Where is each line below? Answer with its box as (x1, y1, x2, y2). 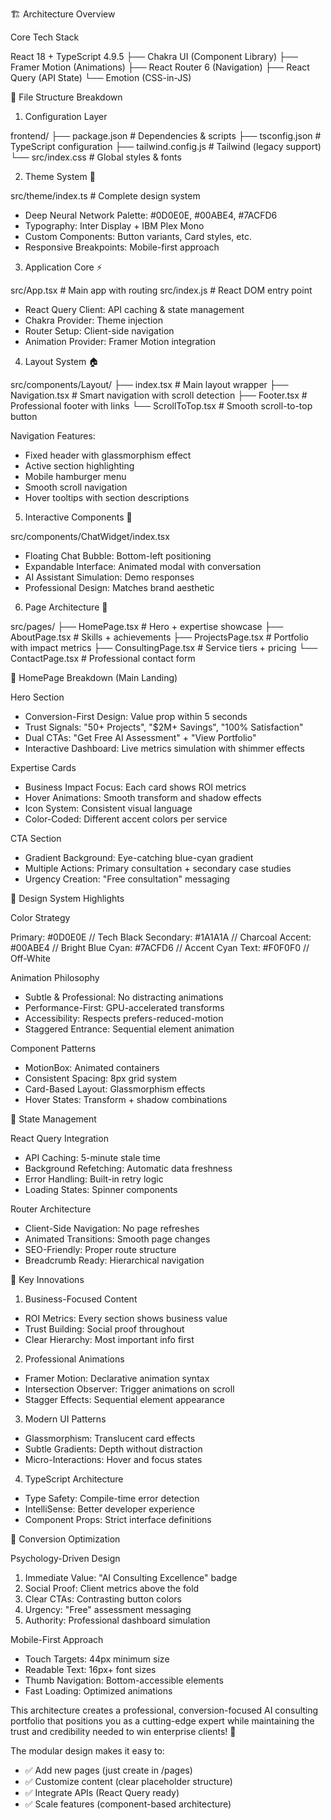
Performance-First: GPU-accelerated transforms (24, 1002, 225, 1013)
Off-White (10, 953, 51, 964)
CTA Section (10, 833, 62, 844)
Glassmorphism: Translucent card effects (24, 1433, 196, 1444)
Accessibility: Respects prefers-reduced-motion (24, 1013, 224, 1024)
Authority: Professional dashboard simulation (24, 1614, 211, 1626)
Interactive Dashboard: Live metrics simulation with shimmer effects (24, 743, 305, 754)
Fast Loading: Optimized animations (24, 1685, 173, 1697)
